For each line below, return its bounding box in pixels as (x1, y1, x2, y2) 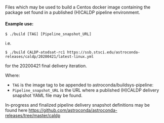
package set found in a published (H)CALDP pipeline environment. (5, 9, 140, 15)
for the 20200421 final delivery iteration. (5, 63, 87, 69)
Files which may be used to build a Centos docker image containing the (5, 4, 151, 10)
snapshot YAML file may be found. (12, 92, 82, 98)
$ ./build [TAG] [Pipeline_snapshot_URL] (5, 32, 92, 37)
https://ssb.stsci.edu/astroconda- (67, 50, 140, 55)
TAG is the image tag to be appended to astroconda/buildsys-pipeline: (12, 82, 154, 88)
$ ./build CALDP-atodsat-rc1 (5, 50, 65, 55)
